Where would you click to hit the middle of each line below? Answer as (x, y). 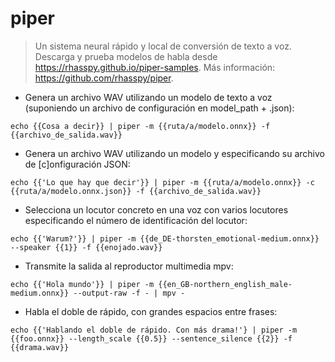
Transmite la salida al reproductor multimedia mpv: (129, 266)
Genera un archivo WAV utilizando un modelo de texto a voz (148, 97)
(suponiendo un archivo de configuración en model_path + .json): (159, 108)
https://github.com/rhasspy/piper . (104, 78)
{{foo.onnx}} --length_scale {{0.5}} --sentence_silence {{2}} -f (151, 338)
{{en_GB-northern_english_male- (225, 284)
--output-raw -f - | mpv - (129, 293)
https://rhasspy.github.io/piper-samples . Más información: (155, 67)
